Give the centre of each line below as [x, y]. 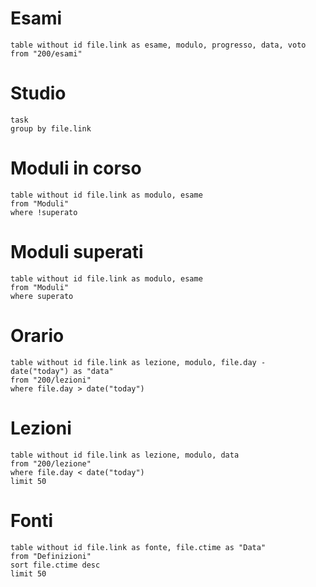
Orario [37, 335]
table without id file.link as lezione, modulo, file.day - [138, 362]
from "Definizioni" [51, 556]
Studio [38, 93]
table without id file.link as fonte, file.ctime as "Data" [138, 547]
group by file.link [51, 128]
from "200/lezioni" [51, 380]
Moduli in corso [76, 168]
